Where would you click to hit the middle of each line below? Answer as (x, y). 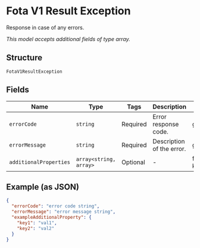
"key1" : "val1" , (37, 223)
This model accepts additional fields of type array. (68, 39)
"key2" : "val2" (36, 228)
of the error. (169, 148)
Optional (134, 162)
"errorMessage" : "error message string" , (64, 212)
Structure (24, 58)
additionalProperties (40, 162)
